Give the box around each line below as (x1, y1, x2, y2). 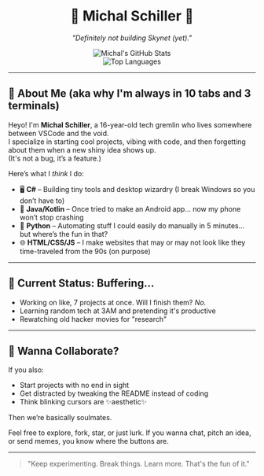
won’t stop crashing (19, 212, 84, 222)
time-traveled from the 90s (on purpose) (19, 246, 151, 256)
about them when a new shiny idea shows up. (8, 145, 156, 154)
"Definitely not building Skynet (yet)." (71, 33, 192, 42)
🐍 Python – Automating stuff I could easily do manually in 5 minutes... (19, 220, 245, 231)
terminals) (8, 99, 60, 113)
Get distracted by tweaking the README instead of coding (19, 389, 209, 398)
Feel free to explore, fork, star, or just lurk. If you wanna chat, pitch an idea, (8, 428, 251, 437)
